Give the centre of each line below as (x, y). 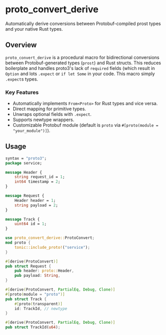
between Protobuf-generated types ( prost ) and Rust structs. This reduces (83, 63)
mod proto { (18, 243)
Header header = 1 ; (35, 200)
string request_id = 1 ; (40, 177)
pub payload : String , (37, 276)
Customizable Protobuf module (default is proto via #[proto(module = (85, 125)
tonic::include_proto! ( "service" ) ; (52, 247)
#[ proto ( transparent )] (39, 304)
